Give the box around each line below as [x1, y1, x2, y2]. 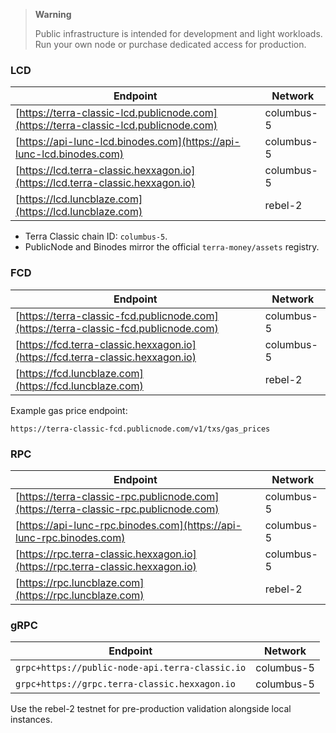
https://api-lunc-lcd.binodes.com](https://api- [19, 135, 241, 149]
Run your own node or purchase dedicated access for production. [34, 39, 307, 50]
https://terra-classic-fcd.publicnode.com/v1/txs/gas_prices [10, 424, 271, 434]
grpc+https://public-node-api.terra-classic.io [15, 662, 247, 674]
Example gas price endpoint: [10, 404, 128, 416]
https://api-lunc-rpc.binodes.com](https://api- [19, 518, 242, 532]
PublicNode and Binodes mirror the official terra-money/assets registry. [24, 241, 320, 253]
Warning [34, 9, 72, 20]
